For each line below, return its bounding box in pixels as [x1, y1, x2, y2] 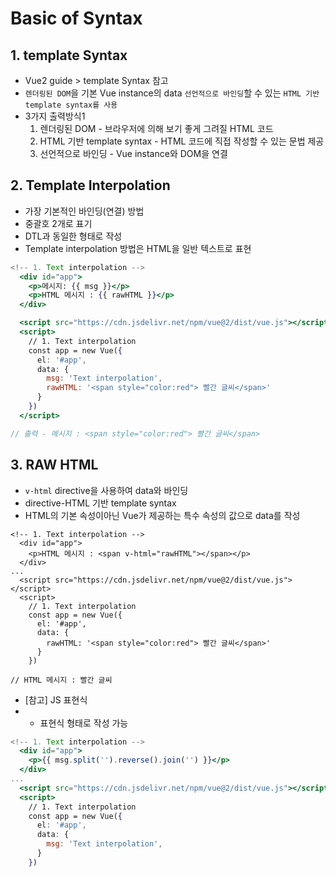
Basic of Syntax [10, 7, 143, 30]
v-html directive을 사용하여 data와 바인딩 [24, 484, 189, 496]
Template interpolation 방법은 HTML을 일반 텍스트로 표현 [24, 242, 252, 254]
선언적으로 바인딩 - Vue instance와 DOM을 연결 [39, 148, 228, 159]
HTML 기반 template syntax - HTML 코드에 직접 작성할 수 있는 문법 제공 [39, 135, 325, 147]
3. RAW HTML [10, 457, 99, 474]
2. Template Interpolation [10, 177, 171, 194]
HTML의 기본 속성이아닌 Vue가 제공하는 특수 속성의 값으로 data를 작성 [24, 509, 301, 521]
